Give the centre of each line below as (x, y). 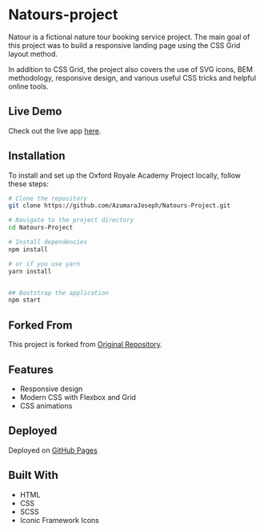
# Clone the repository (48, 198)
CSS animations (46, 405)
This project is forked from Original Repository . (85, 345)
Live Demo (35, 112)
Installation (37, 156)
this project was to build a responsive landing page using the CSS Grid (124, 45)
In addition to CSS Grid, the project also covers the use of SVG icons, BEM (131, 69)
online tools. (28, 86)
